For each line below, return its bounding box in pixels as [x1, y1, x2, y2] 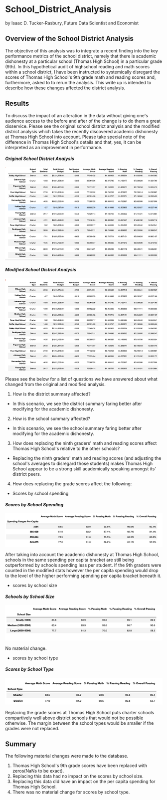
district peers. [12, 471, 41, 477]
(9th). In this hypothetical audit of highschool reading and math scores [5, 63, 150, 69]
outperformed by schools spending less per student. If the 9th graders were [5, 562, 162, 568]
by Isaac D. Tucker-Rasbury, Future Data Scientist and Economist [5, 20, 139, 26]
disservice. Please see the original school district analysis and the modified [5, 123, 160, 129]
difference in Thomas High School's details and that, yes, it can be [5, 139, 142, 145]
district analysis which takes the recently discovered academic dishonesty [5, 128, 158, 134]
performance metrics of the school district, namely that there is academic [5, 53, 157, 59]
